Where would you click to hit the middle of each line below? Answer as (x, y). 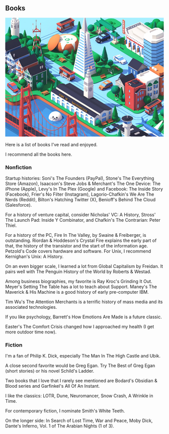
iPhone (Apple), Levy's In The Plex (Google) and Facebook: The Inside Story (84, 189)
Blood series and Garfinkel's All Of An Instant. (53, 386)
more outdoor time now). (31, 332)
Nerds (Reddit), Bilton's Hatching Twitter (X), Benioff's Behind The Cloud (80, 200)
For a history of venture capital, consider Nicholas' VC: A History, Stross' (80, 215)
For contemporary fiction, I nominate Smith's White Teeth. (65, 411)
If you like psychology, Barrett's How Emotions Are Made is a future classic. (83, 317)
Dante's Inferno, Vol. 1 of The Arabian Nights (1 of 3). (60, 426)
